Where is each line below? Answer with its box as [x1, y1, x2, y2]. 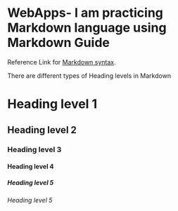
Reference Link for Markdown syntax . [7, 57, 116, 66]
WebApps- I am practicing [7, 5, 164, 21]
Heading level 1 [7, 96, 98, 112]
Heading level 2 [7, 124, 77, 136]
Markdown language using [7, 20, 167, 36]
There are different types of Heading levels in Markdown [7, 72, 171, 80]
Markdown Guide [7, 35, 110, 50]
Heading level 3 [7, 145, 62, 155]
